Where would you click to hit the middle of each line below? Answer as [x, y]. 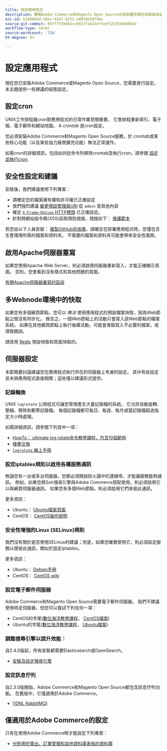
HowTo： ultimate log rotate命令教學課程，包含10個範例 [69, 438]
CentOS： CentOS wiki [36, 576]
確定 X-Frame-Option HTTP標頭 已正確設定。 [57, 212]
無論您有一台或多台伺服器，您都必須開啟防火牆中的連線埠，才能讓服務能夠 [81, 476]
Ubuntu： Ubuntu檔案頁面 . [40, 510]
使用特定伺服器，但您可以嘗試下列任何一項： [51, 608]
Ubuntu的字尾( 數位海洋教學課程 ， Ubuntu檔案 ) [60, 625]
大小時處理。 [22, 417]
